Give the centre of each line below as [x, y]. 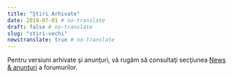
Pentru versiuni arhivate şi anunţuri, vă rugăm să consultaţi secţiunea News [117, 60]
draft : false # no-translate [50, 27]
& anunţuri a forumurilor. [43, 67]
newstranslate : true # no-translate [61, 40]
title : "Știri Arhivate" [44, 14]
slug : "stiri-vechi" [38, 33]
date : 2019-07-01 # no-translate [56, 20]
